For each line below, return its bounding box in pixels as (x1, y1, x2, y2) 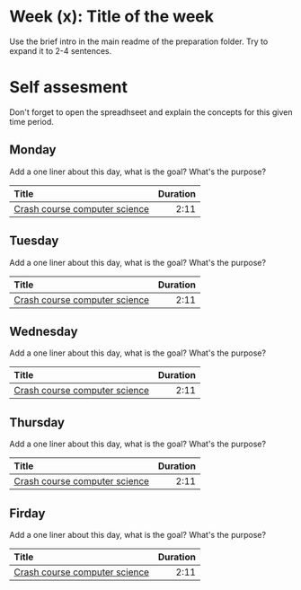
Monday (9, 142, 57, 158)
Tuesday (9, 233, 59, 249)
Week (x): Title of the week (9, 6, 214, 27)
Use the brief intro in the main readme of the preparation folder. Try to (9, 36, 269, 47)
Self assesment (9, 77, 128, 98)
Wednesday (9, 323, 78, 339)
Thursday (9, 415, 66, 430)
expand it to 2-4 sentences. (9, 45, 112, 56)
